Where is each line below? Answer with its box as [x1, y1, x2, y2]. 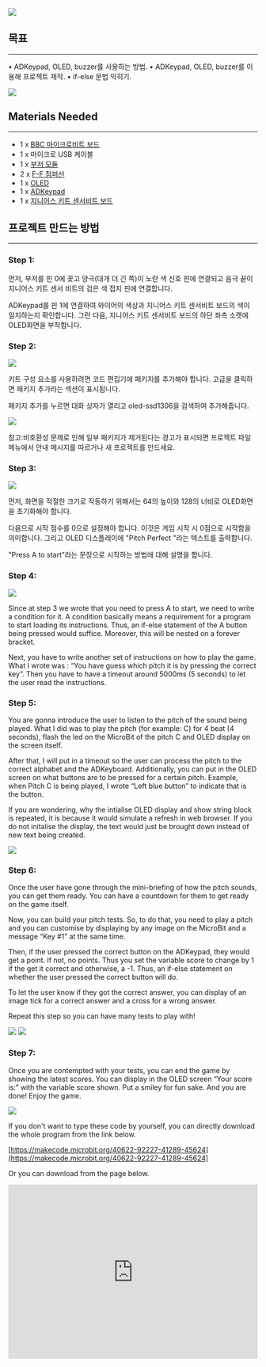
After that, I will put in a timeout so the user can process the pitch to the [8, 756, 242, 765]
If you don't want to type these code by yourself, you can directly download [8, 1121, 256, 1130]
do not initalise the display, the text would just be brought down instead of [8, 821, 249, 831]
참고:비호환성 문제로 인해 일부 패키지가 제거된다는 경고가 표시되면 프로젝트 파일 [8, 432, 252, 443]
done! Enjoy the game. [8, 1091, 82, 1100]
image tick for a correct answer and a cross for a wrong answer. [8, 996, 218, 1006]
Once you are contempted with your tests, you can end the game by [8, 1065, 230, 1075]
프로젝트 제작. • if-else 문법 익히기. [22, 71, 132, 81]
